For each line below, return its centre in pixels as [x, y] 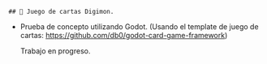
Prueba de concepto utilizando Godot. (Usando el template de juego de [139, 27]
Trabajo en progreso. [55, 51]
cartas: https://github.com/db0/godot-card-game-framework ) [124, 35]
